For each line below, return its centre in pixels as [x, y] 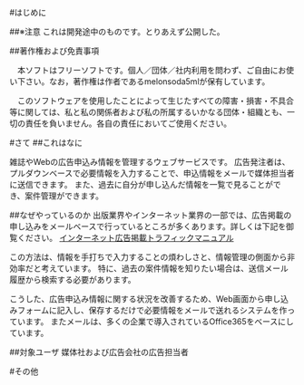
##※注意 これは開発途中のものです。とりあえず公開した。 [117, 32]
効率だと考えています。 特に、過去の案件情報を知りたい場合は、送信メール [149, 268]
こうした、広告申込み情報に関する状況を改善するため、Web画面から [137, 299]
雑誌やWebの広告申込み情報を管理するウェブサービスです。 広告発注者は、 [150, 162]
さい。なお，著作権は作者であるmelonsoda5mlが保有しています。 [147, 82]
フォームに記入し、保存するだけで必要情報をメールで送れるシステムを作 [152, 310]
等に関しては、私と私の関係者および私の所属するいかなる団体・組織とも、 [148, 112]
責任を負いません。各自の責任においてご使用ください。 [128, 123]
